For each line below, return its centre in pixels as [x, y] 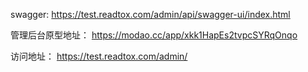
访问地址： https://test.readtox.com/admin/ [99, 56]
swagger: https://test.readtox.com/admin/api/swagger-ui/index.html [150, 14]
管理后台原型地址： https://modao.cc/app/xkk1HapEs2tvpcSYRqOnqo [154, 35]
